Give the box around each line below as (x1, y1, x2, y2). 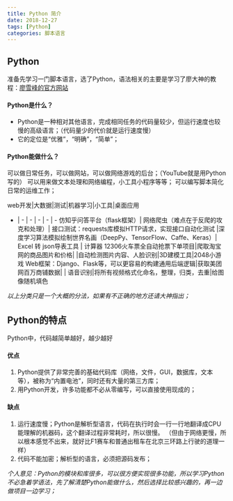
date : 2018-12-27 (7, 17, 58, 24)
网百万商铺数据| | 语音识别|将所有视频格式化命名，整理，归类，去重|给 (17, 268, 218, 277)
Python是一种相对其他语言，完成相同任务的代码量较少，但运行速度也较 (17, 118, 221, 126)
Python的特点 (7, 314, 67, 326)
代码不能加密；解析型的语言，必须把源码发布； (17, 454, 152, 463)
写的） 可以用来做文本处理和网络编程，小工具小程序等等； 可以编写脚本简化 (7, 178, 224, 186)
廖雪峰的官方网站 (19, 84, 68, 92)
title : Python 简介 (7, 10, 62, 17)
